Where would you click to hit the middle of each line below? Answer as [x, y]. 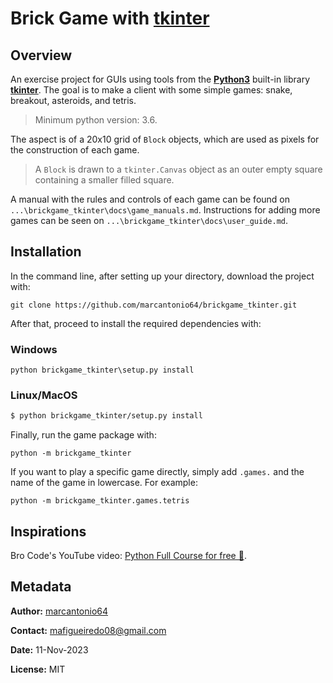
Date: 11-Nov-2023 [49, 649]
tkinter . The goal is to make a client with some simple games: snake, [151, 90]
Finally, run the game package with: [83, 435]
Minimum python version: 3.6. [96, 120]
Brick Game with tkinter [110, 18]
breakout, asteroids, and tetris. [73, 100]
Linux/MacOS [44, 395]
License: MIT [38, 669]
